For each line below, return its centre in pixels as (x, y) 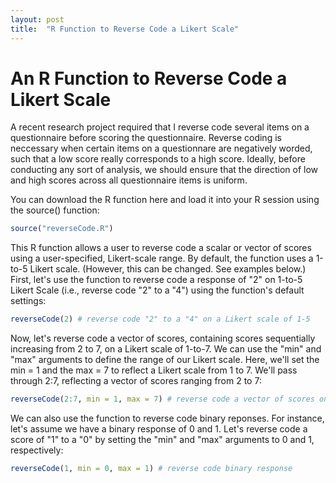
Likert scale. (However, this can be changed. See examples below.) (168, 269)
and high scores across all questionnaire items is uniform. (129, 180)
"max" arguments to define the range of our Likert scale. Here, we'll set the (165, 360)
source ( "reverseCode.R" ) (62, 229)
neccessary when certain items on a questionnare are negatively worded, (161, 148)
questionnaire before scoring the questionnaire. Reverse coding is (146, 138)
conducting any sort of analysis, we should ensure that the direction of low (164, 170)
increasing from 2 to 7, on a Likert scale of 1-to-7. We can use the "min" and (166, 349)
